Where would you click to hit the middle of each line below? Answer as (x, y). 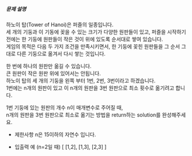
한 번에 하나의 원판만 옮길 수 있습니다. (49, 66)
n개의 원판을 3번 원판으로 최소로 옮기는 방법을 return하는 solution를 (83, 115)
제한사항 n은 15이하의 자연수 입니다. (55, 134)
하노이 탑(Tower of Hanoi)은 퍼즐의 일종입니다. (60, 24)
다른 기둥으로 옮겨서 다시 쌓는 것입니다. (61, 54)
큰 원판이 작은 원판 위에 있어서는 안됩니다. (53, 73)
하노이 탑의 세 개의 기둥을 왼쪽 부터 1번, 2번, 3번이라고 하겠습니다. (81, 80)
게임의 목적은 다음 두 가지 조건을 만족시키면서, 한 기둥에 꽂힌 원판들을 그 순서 (93, 46)
